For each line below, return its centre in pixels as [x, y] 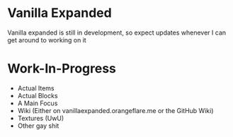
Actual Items [36, 88]
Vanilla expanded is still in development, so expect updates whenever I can [117, 32]
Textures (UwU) [41, 118]
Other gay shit [38, 126]
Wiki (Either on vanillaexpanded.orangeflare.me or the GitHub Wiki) [115, 110]
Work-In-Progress [62, 69]
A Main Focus [38, 103]
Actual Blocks [38, 95]
